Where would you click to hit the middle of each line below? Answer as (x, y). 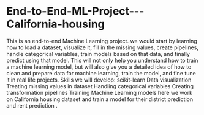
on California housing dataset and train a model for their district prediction (100, 99)
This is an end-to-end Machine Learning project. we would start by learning (102, 41)
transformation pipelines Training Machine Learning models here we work (100, 92)
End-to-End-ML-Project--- (75, 11)
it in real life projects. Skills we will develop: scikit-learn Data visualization (99, 80)
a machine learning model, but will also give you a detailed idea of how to (99, 67)
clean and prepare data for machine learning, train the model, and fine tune (101, 73)
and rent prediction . (32, 105)
